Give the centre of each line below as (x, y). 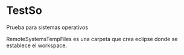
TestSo (24, 11)
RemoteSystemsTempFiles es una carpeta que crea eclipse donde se (92, 39)
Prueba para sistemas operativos (47, 27)
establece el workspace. (37, 45)
